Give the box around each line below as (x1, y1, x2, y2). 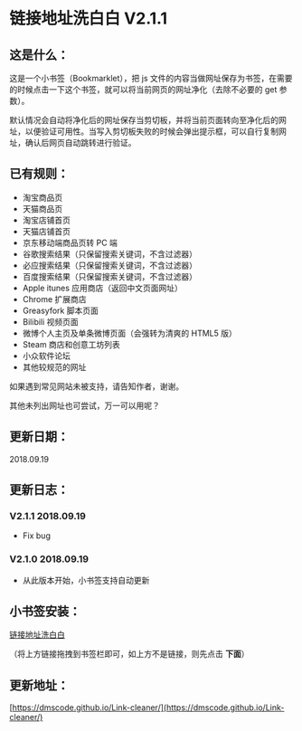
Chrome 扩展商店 (22, 293, 88, 304)
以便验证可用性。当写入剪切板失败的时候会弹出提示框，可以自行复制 (24, 126, 278, 137)
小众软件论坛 (22, 350, 71, 361)
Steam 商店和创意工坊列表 (22, 338, 120, 349)
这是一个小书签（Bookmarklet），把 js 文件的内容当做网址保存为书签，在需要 (9, 73, 293, 83)
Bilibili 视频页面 (22, 316, 79, 327)
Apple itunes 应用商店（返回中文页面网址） (22, 282, 184, 293)
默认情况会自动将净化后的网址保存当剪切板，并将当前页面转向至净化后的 (9, 115, 278, 125)
